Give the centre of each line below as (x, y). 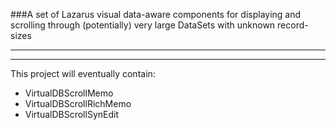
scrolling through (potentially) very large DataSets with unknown (143, 25)
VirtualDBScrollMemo (69, 93)
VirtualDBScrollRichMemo (78, 103)
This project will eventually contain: (83, 73)
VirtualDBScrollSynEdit (71, 114)
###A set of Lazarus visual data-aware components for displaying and (156, 14)
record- (293, 25)
